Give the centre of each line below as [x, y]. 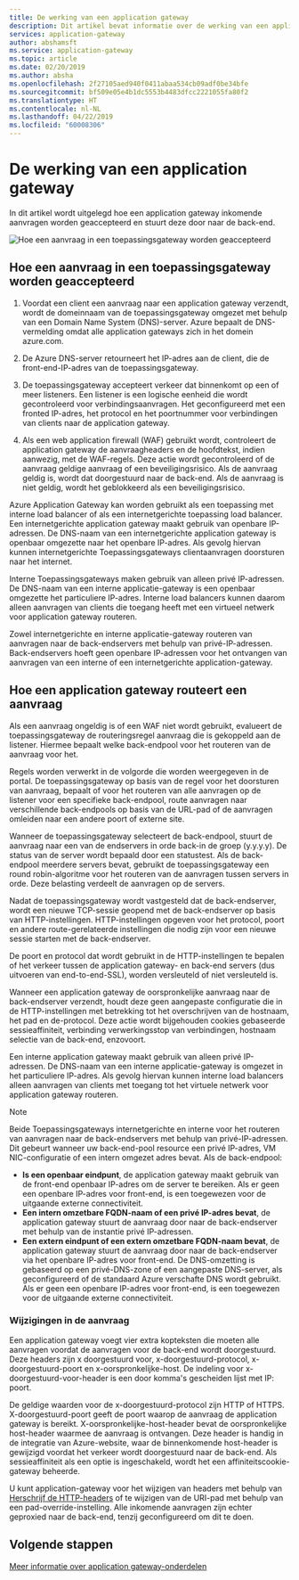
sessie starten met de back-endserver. [80, 938]
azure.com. [43, 340]
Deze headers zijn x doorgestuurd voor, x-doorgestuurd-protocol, [129, 1359]
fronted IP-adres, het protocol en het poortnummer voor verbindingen [150, 413]
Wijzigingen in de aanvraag [69, 1321]
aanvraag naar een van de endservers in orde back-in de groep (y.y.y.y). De [148, 845]
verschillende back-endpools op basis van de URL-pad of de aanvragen [141, 809]
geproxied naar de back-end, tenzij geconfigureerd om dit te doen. [132, 1517]
